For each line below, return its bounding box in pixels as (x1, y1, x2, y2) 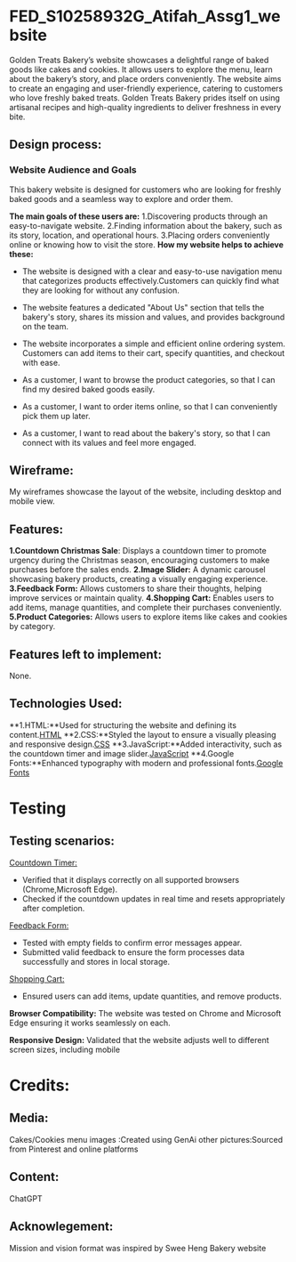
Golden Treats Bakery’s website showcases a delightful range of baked (9, 54, 269, 65)
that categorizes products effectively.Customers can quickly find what (21, 275, 280, 286)
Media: (9, 1111, 49, 1126)
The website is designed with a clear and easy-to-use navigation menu (21, 265, 283, 277)
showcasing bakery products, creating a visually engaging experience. (9, 574, 268, 585)
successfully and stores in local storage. (21, 956, 171, 967)
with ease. (21, 357, 60, 368)
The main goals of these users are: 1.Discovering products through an (9, 211, 268, 222)
